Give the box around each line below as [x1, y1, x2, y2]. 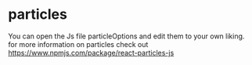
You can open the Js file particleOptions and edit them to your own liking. [8, 31, 245, 41]
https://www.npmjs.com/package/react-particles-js [8, 48, 175, 57]
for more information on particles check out [8, 39, 149, 49]
